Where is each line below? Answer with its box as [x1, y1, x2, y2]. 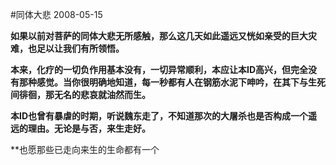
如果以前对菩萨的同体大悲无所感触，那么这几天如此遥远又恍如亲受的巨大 [10, 30, 308, 42]
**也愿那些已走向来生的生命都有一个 [10, 144, 160, 155]
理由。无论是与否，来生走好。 [27, 123, 151, 134]
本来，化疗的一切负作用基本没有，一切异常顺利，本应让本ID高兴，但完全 [10, 64, 309, 75]
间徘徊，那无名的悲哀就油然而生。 [10, 89, 151, 100]
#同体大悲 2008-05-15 [10, 9, 103, 20]
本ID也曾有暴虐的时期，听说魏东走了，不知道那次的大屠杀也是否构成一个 [10, 110, 309, 122]
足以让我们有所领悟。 [36, 43, 125, 54]
